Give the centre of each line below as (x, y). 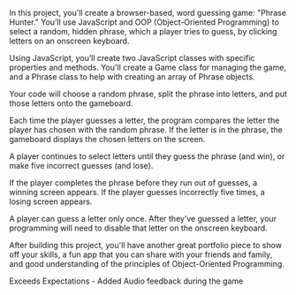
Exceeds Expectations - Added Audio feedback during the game (126, 281)
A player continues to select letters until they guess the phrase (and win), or (147, 156)
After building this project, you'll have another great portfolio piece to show (146, 245)
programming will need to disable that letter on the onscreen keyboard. (138, 228)
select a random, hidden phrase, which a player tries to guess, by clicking (143, 31)
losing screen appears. (51, 201)
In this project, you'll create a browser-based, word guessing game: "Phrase (148, 13)
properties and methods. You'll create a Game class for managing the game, (148, 67)
